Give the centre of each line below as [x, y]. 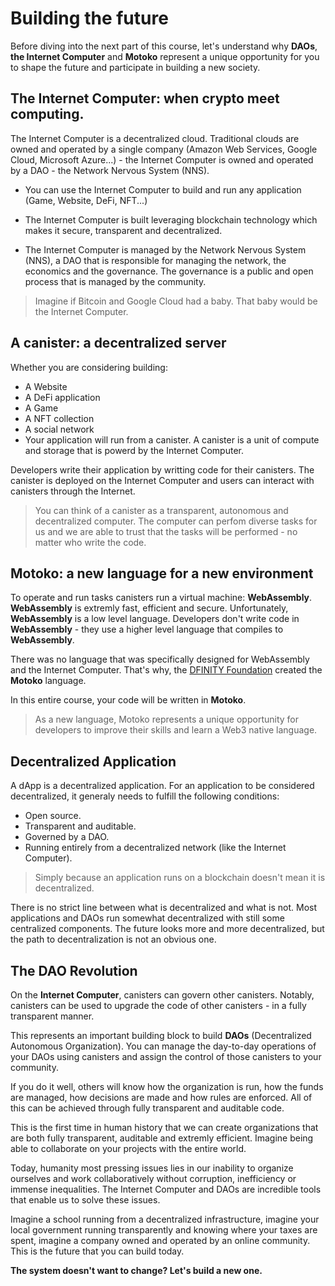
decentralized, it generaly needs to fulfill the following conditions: [145, 796]
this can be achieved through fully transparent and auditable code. [147, 1108]
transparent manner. [52, 1016]
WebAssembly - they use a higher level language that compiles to [147, 629]
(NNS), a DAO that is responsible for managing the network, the [155, 260]
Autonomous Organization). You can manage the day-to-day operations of [163, 1046]
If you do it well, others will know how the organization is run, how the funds [167, 1086]
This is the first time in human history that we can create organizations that [164, 1127]
